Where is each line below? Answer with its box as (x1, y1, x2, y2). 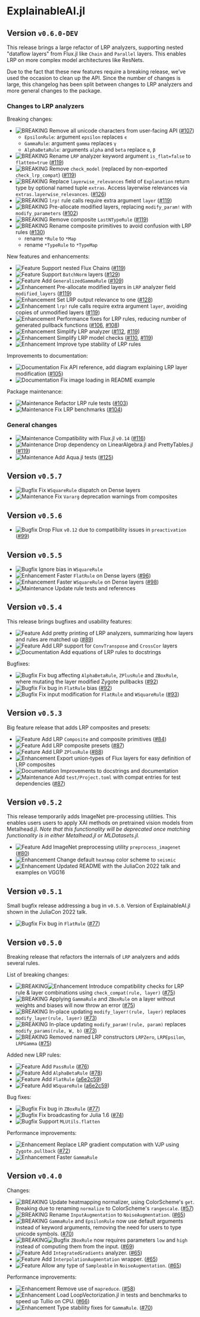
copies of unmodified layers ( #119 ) (15, 309, 101, 316)
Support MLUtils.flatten (38, 1118, 101, 1125)
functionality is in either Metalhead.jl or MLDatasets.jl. (7, 832, 139, 839)
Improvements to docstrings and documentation (60, 767, 179, 774)
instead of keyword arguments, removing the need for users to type (15, 1223, 182, 1231)
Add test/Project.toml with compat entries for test (55, 773, 181, 781)
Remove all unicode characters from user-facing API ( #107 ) (49, 127, 195, 134)
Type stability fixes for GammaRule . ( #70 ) (57, 1304, 154, 1311)
